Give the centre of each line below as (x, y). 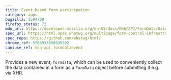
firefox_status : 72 (26, 24)
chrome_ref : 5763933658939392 (37, 43)
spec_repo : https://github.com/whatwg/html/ (53, 38)
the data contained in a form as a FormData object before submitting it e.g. (82, 67)
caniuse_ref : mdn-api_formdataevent (44, 48)
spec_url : (16, 33)
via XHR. (15, 73)
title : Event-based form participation (48, 10)
